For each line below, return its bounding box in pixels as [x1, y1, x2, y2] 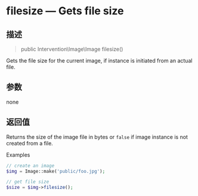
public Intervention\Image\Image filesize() [20, 46, 123, 52]
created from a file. [6, 139, 54, 147]
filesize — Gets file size [6, 4, 124, 18]
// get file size [6, 179, 49, 185]
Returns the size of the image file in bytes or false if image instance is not [6, 133, 188, 141]
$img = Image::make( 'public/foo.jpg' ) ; [6, 168, 106, 174]
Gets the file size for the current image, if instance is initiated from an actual [6, 57, 193, 64]
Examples [6, 151, 30, 158]
